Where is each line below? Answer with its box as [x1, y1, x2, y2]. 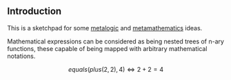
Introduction [7, 6, 62, 17]
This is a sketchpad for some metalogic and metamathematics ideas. [7, 23, 203, 32]
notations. [7, 52, 36, 60]
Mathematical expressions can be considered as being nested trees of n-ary [7, 37, 224, 46]
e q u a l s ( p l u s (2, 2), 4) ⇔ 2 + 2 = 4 [68, 65, 164, 73]
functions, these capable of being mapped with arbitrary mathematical [7, 44, 208, 52]
